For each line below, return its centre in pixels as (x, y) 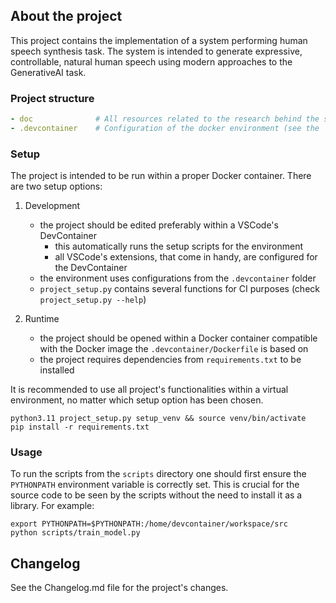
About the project (66, 16)
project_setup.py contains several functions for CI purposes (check (179, 289)
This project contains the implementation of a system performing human (159, 40)
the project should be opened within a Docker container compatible (178, 338)
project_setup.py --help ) (93, 300)
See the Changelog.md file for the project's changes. (119, 588)
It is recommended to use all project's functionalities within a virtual (149, 390)
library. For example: (52, 506)
